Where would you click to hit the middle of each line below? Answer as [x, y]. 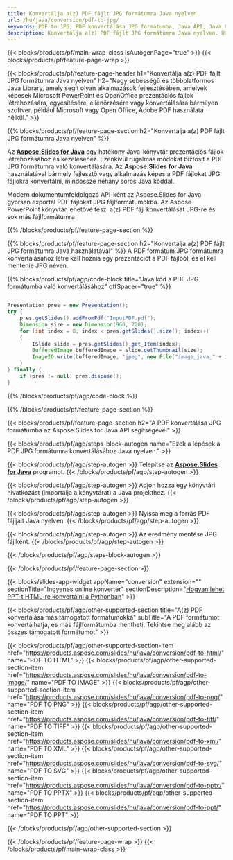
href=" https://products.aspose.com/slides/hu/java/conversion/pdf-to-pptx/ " [116, 785]
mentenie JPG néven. [38, 266]
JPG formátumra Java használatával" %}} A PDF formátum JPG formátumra [115, 251]
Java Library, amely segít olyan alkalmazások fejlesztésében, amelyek [107, 88]
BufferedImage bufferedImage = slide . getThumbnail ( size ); [118, 351]
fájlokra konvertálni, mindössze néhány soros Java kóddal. [91, 182]
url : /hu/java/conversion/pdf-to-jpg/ [63, 20]
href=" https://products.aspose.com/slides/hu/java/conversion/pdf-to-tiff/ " [113, 719]
